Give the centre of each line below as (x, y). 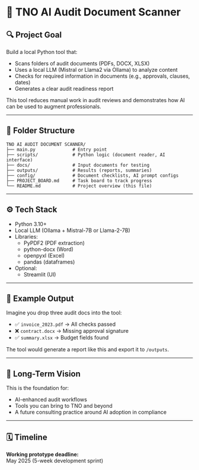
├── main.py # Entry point (57, 150)
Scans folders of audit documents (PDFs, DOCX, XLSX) (82, 63)
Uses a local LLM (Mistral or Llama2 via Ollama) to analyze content (96, 70)
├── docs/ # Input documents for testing (78, 165)
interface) (20, 160)
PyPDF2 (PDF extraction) (54, 243)
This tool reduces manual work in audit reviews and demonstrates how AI (96, 100)
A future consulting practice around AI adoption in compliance (91, 412)
